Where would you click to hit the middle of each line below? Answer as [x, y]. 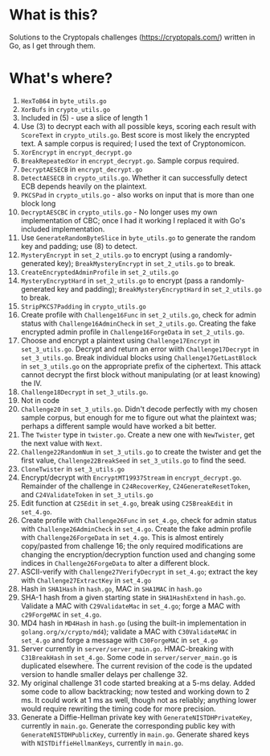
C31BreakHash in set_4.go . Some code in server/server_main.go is [129, 657]
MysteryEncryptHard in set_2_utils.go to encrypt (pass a [115, 280]
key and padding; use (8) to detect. [79, 246]
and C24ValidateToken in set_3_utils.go [87, 494]
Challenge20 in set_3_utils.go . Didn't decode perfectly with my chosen [139, 409]
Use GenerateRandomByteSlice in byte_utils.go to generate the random [138, 237]
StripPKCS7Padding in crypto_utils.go [84, 306]
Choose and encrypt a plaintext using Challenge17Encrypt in [120, 340]
